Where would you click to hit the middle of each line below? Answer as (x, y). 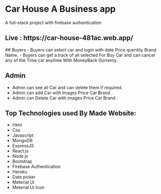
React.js (20, 151)
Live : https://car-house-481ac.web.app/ (69, 38)
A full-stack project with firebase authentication (53, 23)
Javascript (23, 135)
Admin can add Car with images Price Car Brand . (62, 93)
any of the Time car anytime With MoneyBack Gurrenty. (61, 60)
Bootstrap (22, 161)
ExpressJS (23, 146)
